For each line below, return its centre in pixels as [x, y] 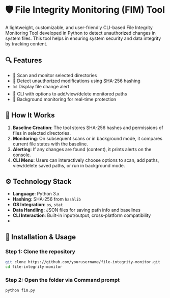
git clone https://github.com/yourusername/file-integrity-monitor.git [83, 262]
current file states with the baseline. [50, 144]
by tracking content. [26, 43]
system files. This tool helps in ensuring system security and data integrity [83, 38]
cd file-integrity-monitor [34, 267]
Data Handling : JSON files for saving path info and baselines [77, 210]
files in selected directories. [42, 133]
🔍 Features [24, 60]
